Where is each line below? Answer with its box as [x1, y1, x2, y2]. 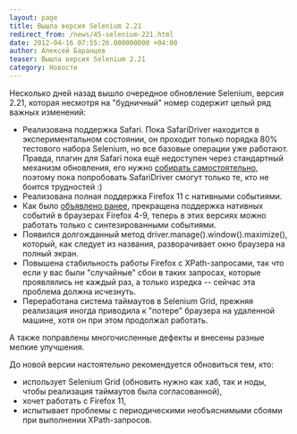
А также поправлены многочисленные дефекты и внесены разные [9, 332, 265, 343]
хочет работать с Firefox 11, [21, 395, 127, 406]
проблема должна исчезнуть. [21, 286, 137, 297]
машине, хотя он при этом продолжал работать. [21, 315, 208, 325]
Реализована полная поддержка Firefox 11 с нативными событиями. [21, 190, 283, 202]
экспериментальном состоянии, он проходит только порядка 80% [21, 134, 278, 144]
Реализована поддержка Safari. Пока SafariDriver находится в [21, 124, 259, 135]
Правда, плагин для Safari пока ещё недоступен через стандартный [21, 152, 284, 163]
